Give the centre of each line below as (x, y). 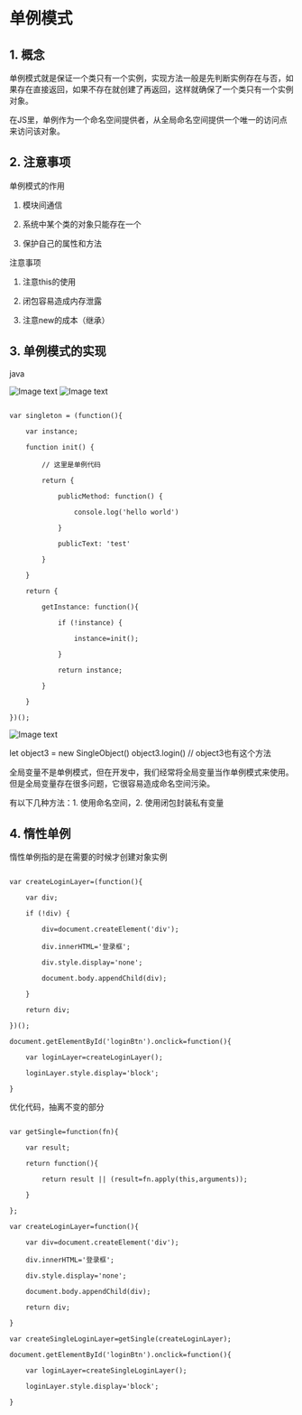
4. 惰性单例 (40, 834)
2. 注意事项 (40, 162)
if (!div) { (48, 914)
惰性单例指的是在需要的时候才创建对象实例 (88, 857)
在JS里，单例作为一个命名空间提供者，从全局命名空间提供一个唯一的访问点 (148, 120)
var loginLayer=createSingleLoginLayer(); (106, 1371)
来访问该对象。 (37, 131)
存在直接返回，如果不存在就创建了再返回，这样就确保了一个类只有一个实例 (155, 89)
